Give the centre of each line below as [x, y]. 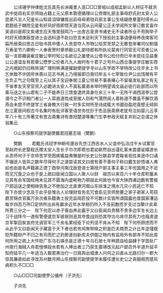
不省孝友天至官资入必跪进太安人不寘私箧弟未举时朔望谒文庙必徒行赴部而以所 [81, 86]
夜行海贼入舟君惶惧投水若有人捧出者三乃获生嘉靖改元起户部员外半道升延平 [83, 247]
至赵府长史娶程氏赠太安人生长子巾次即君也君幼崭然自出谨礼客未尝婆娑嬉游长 [81, 149]
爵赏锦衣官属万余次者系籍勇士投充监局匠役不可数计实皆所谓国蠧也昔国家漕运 [81, 198]
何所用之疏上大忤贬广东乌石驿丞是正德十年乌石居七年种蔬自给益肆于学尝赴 [79, 241]
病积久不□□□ [19, 265]
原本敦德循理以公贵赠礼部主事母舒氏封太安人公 [111, 13]
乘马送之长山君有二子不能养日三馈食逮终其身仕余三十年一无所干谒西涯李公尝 [81, 92]
